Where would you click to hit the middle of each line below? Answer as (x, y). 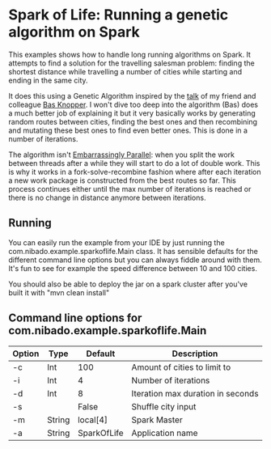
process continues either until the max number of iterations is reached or (130, 188)
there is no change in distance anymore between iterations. (107, 197)
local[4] (93, 420)
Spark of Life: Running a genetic (119, 15)
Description (195, 354)
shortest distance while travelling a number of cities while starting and (125, 71)
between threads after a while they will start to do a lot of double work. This (134, 163)
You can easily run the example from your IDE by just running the (116, 242)
